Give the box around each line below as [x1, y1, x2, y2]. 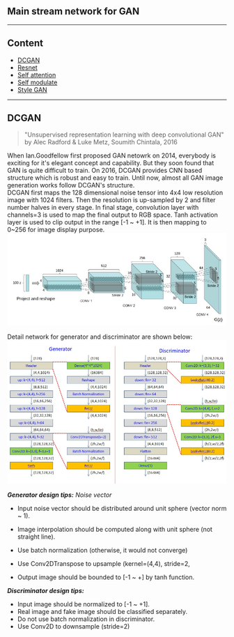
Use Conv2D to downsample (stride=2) [17, 622, 130, 630]
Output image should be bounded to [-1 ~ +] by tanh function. [17, 573, 195, 581]
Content [7, 38, 44, 49]
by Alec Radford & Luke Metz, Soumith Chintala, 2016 [24, 138, 178, 146]
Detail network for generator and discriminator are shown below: [7, 332, 193, 341]
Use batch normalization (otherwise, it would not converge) [17, 546, 188, 554]
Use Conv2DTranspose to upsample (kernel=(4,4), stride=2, [17, 559, 190, 567]
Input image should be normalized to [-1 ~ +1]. [17, 599, 150, 608]
